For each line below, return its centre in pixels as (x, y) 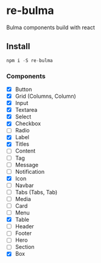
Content (25, 151)
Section (25, 247)
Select (23, 117)
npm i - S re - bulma (30, 60)
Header (25, 227)
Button (23, 89)
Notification (30, 171)
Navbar (24, 185)
